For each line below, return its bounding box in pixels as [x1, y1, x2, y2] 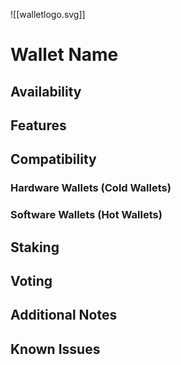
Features [10, 117, 67, 134]
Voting [10, 272, 53, 289]
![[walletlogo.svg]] [10, 9, 86, 20]
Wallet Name [10, 44, 119, 66]
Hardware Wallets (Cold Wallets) [10, 181, 172, 195]
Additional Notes [10, 307, 118, 324]
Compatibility [10, 151, 97, 168]
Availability [10, 83, 82, 100]
